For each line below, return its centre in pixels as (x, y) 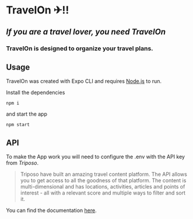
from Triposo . (22, 163)
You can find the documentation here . (52, 210)
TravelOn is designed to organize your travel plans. (80, 48)
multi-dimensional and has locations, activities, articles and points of (103, 187)
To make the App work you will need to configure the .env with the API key (96, 157)
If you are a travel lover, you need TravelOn (86, 32)
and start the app (27, 114)
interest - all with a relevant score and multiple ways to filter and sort (103, 193)
